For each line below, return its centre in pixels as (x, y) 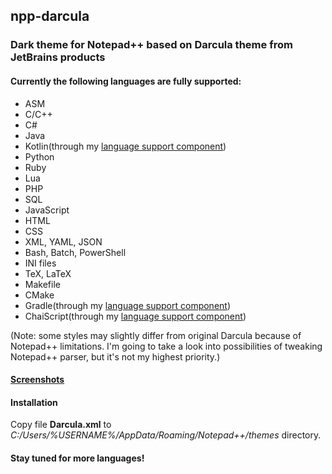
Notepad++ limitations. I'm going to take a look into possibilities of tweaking (166, 346)
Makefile (42, 284)
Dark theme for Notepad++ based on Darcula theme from (151, 45)
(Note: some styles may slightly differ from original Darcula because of (156, 335)
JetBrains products (58, 57)
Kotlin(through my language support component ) (125, 146)
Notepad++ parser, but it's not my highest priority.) (115, 356)
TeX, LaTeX (48, 273)
